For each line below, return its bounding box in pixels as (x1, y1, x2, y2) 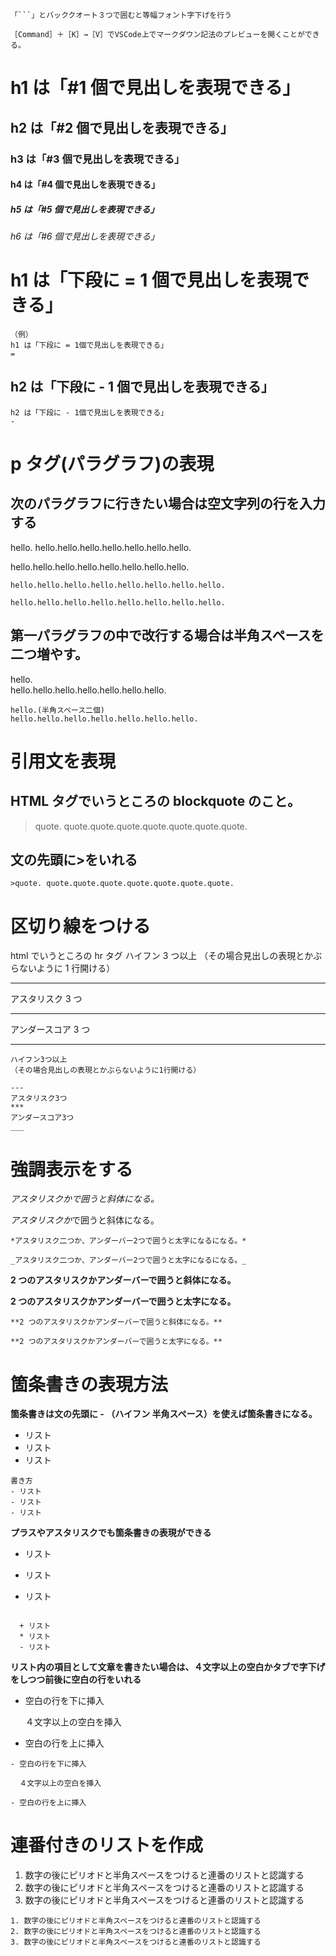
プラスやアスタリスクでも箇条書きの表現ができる (10, 1527, 212, 1539)
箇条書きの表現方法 (10, 1373, 169, 1396)
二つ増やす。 (10, 646, 88, 663)
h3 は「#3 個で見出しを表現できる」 (10, 152, 185, 166)
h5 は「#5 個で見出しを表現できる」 (10, 203, 160, 215)
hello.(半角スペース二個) (10, 705, 105, 715)
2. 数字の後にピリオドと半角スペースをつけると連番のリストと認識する (10, 1927, 262, 1937)
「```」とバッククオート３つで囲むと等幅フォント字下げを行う (10, 10, 232, 20)
